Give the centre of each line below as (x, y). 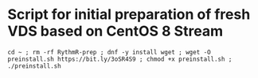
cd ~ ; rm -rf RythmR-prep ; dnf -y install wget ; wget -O (109, 52)
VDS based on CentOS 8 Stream (115, 31)
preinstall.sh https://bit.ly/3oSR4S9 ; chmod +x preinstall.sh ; (120, 59)
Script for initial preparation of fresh (129, 15)
